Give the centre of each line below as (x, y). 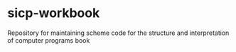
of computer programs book (49, 40)
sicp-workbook (54, 13)
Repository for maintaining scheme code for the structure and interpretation (118, 33)
